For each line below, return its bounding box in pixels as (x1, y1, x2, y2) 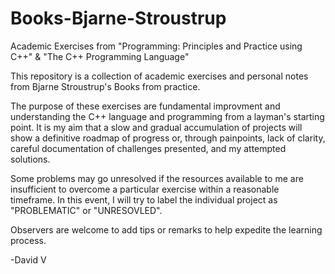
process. (10, 234, 47, 246)
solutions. (10, 153, 51, 165)
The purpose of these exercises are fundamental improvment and (10, 100, 281, 112)
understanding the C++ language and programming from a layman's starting (10, 110, 325, 122)
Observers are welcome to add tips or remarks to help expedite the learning (10, 223, 323, 236)
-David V (10, 253, 47, 266)
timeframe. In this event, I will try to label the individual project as (10, 193, 278, 206)
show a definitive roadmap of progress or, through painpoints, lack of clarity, (10, 132, 326, 144)
